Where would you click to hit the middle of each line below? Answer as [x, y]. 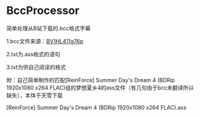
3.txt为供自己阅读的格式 [36, 67]
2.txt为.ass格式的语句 [33, 54]
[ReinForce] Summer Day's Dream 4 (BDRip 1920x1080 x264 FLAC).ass [96, 107]
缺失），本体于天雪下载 [35, 95]
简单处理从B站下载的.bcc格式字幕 [48, 28]
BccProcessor [43, 11]
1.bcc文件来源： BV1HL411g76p [45, 41]
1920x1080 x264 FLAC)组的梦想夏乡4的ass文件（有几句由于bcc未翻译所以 [100, 87]
